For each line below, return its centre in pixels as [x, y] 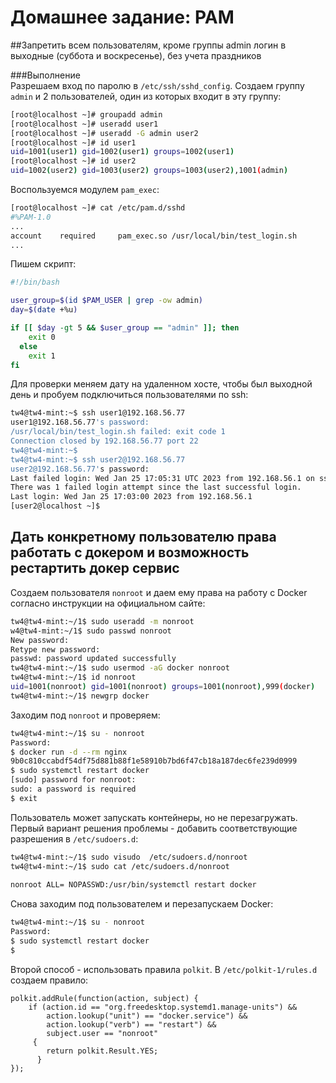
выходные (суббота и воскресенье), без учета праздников [136, 55]
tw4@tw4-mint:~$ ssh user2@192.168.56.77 [98, 459]
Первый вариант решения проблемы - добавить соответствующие [154, 828]
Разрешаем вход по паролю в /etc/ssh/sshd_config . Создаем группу [157, 85]
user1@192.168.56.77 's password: [80, 422]
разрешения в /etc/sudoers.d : [74, 838]
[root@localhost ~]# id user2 [73, 161]
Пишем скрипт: [43, 264]
